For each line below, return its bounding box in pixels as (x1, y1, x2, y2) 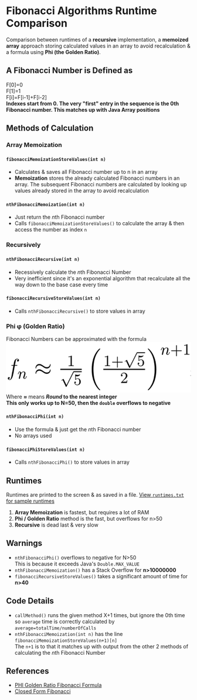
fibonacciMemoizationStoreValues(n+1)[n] (14, 638, 117, 644)
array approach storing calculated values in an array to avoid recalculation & (6, 42, 191, 49)
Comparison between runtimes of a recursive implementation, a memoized (6, 36, 189, 43)
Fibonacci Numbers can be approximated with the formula (6, 336, 147, 343)
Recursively (6, 241, 41, 249)
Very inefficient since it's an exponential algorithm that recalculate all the (14, 274, 191, 282)
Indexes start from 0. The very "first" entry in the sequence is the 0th (6, 100, 179, 107)
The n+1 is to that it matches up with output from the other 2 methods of (14, 642, 189, 650)
